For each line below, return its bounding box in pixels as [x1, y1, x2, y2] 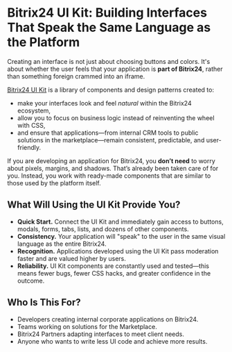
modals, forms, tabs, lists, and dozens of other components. [17, 224, 189, 233]
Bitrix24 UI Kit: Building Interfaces [7, 5, 208, 21]
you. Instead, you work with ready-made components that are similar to [7, 171, 211, 180]
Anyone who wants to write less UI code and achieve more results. [17, 337, 208, 345]
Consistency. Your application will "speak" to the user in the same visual [17, 232, 226, 240]
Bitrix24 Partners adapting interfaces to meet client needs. [17, 330, 185, 338]
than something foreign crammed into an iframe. [7, 72, 145, 81]
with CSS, [17, 121, 46, 129]
